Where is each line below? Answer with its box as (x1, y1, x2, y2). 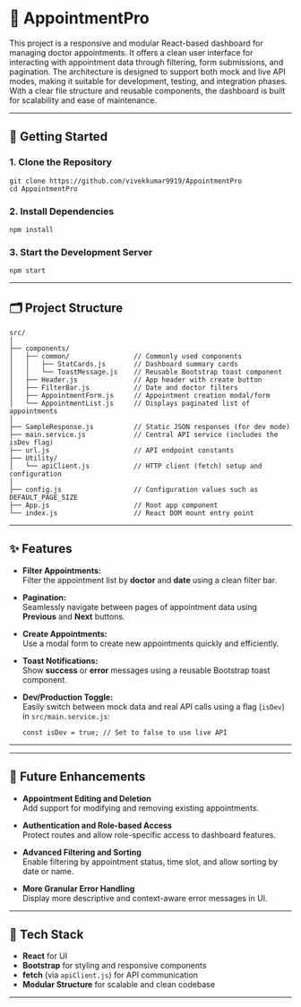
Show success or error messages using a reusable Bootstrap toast (21, 665, 271, 676)
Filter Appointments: (21, 564, 101, 576)
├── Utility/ (9, 454, 58, 463)
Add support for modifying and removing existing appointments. (21, 802, 260, 813)
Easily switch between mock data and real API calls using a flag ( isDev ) (21, 701, 285, 711)
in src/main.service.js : (21, 710, 110, 721)
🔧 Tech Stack (9, 927, 84, 942)
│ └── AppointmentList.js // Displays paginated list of (9, 399, 251, 409)
